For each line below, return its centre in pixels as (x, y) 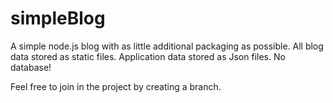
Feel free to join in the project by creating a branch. (116, 86)
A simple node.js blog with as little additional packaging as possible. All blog (167, 46)
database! (31, 67)
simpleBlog (58, 18)
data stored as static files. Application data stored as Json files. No (148, 56)
